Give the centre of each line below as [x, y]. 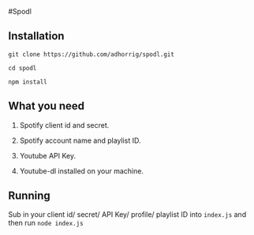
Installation [36, 36]
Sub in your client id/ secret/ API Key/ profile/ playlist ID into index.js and [127, 214]
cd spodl [22, 68]
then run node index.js [46, 223]
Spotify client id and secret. [64, 125]
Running [30, 196]
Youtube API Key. [48, 155]
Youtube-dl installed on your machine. [82, 171]
